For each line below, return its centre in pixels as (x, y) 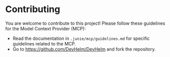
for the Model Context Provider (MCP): (46, 28)
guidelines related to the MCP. (44, 43)
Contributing (33, 9)
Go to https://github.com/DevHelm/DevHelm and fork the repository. (84, 49)
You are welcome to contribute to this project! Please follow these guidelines (85, 23)
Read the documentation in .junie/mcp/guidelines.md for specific (81, 38)
